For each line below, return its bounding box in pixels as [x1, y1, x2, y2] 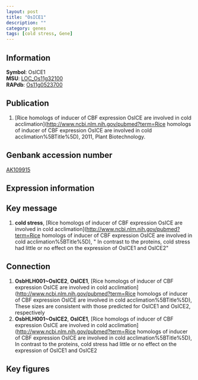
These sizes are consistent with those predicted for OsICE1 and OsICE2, [14, 302, 191, 309]
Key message [6, 203, 58, 214]
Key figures [6, 363, 50, 374]
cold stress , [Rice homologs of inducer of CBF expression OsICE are [14, 219, 183, 226]
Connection [6, 262, 50, 272]
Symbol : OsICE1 [6, 68, 46, 75]
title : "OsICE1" [6, 14, 46, 20]
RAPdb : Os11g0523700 [6, 81, 63, 88]
